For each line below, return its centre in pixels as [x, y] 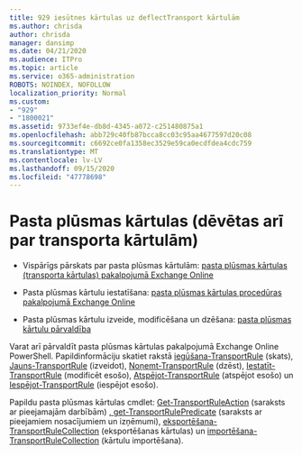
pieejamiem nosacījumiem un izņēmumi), [85, 422]
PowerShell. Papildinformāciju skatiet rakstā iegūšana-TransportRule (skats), [151, 356]
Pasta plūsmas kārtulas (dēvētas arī [146, 221]
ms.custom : [30, 101]
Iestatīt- [261, 366]
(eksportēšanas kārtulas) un [153, 431]
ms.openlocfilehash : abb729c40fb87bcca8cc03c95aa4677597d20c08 [131, 135]
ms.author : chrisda [46, 26]
